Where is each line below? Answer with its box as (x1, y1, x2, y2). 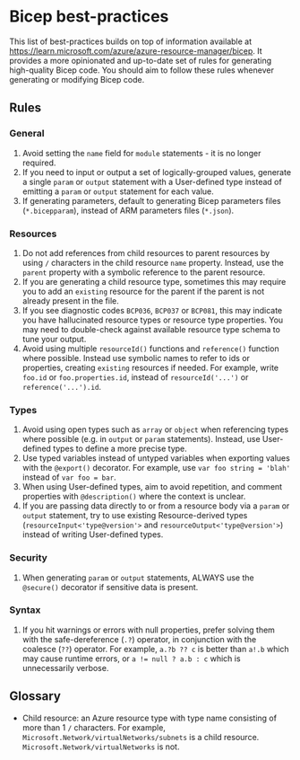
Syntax (9, 604, 41, 616)
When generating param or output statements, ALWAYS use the (21, 572, 254, 583)
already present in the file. (21, 295, 119, 306)
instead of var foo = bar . (21, 472, 116, 482)
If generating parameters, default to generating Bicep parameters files (21, 195, 281, 206)
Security (9, 552, 47, 564)
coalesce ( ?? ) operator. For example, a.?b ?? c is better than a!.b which (21, 643, 289, 654)
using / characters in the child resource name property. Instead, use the (21, 257, 285, 268)
